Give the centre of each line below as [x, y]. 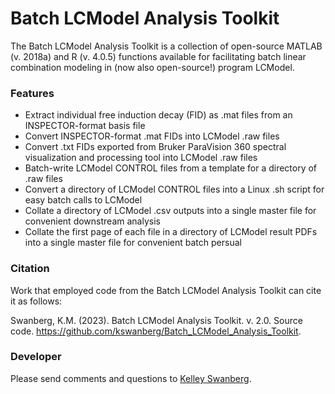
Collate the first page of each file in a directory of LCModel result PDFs [171, 232]
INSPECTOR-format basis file [85, 126]
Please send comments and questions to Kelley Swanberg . [131, 378]
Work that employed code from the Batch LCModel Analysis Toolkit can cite [166, 290]
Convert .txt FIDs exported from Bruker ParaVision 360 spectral [155, 147]
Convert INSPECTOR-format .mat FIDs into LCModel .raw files [152, 136]
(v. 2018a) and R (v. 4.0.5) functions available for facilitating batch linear [158, 56]
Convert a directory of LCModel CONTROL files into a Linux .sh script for [174, 189]
